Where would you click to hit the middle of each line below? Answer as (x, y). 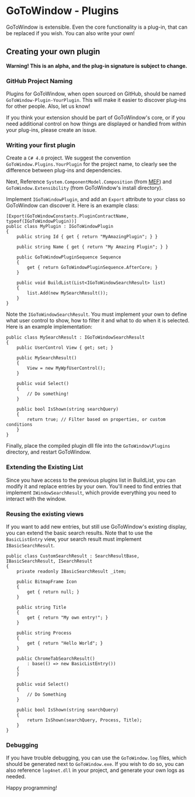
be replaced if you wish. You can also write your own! (70, 33)
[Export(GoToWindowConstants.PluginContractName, (68, 216)
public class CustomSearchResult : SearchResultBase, (73, 556)
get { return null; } (53, 592)
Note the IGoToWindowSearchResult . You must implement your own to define (97, 314)
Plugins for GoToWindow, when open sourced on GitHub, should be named (96, 94)
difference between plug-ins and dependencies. (64, 171)
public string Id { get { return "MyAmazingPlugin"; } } (87, 237)
